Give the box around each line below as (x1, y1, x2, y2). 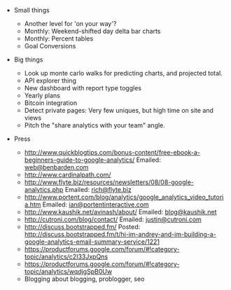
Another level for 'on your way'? (24, 20, 117, 27)
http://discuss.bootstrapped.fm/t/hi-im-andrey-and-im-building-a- (24, 230, 217, 238)
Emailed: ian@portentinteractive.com (42, 200, 149, 209)
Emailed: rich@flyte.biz (64, 186, 132, 193)
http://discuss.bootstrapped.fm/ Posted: (24, 223, 141, 230)
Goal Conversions (24, 42, 76, 50)
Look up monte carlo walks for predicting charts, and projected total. (24, 69, 223, 77)
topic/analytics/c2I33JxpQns (24, 252, 108, 261)
